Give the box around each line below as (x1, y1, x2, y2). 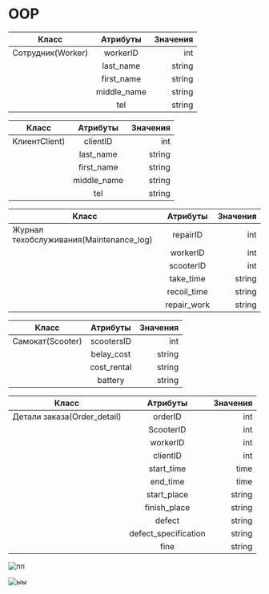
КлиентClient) (12, 135, 66, 146)
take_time (169, 273, 206, 284)
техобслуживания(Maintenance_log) (12, 233, 154, 245)
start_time (148, 463, 187, 474)
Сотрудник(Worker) (12, 47, 89, 58)
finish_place (144, 501, 191, 512)
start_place (146, 488, 189, 500)
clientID (153, 449, 182, 460)
